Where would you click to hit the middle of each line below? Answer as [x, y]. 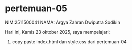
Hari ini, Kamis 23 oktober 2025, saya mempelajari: [57, 32]
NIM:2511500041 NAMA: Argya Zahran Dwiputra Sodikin [63, 22]
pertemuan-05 [36, 9]
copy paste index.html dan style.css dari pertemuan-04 [70, 42]
